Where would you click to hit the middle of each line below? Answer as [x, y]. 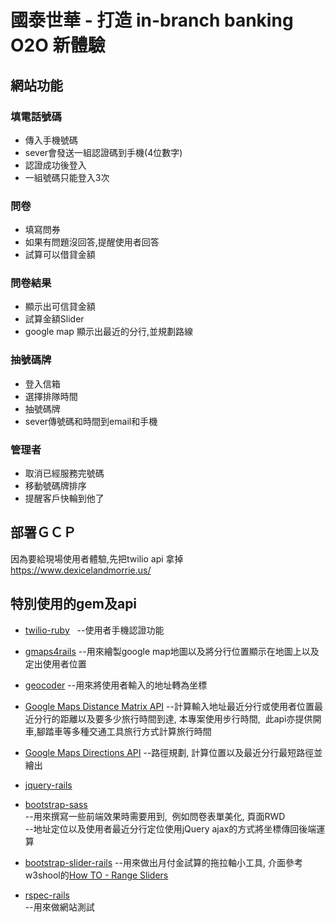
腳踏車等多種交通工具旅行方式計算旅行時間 [124, 731]
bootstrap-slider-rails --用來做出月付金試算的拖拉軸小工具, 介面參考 [163, 862]
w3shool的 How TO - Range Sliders [96, 875]
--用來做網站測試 [59, 907]
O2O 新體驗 [58, 45]
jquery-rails [48, 785]
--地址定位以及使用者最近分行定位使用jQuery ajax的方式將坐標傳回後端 [170, 828]
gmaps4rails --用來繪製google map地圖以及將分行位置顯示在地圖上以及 [172, 651]
